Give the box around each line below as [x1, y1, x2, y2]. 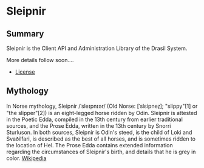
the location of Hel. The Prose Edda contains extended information [6, 141, 173, 149]
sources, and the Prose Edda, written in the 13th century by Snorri [6, 122, 171, 129]
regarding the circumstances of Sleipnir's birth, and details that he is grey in [6, 148, 196, 155]
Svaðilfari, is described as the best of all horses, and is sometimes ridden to [6, 135, 196, 142]
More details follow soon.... [6, 57, 74, 63]
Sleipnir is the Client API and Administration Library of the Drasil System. [6, 44, 188, 52]
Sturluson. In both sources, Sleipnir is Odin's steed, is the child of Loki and [6, 128, 192, 136]
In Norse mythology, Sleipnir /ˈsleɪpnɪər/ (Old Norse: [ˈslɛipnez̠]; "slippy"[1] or [6, 102, 198, 110]
